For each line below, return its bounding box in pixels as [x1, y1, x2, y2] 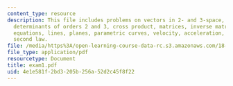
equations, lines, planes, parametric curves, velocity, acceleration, [13, 29, 225, 37]
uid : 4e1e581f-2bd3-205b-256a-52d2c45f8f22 [7, 68, 135, 75]
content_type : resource [7, 10, 76, 17]
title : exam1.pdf [7, 62, 58, 69]
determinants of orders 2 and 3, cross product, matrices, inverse [13, 23, 213, 30]
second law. [13, 36, 49, 43]
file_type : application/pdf [7, 49, 89, 56]
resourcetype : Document [7, 55, 76, 62]
